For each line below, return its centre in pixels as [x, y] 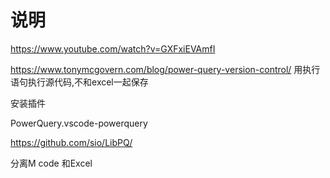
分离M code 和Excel [51, 163]
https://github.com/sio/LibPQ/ [71, 142]
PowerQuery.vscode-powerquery [79, 123]
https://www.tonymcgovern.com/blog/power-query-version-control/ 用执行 [165, 69]
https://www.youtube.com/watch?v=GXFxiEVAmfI [113, 48]
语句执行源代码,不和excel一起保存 [79, 82]
